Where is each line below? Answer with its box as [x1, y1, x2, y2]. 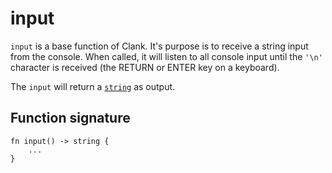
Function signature [10, 110, 131, 127]
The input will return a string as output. [10, 80, 176, 92]
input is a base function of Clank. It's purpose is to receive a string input [10, 40, 309, 52]
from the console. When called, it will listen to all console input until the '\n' [10, 50, 323, 62]
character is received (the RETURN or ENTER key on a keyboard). [10, 61, 280, 73]
